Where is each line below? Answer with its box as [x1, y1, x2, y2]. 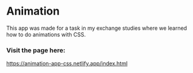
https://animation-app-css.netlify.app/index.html [6, 60, 128, 68]
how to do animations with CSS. [6, 30, 86, 38]
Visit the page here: [6, 46, 66, 54]
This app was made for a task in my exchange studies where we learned [6, 24, 187, 32]
